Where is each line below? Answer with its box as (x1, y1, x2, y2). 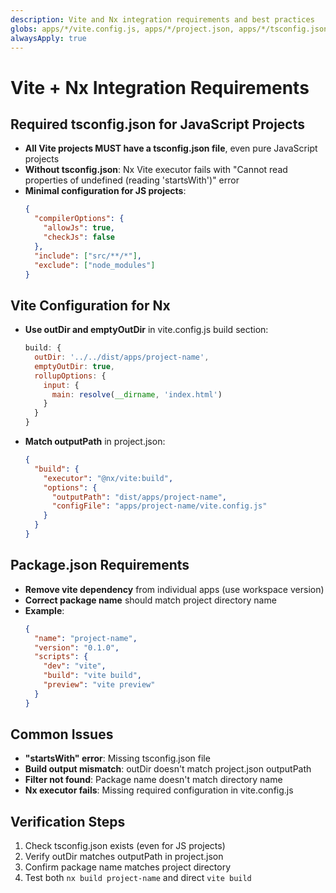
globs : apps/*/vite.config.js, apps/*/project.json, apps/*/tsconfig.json (10, 24, 329, 34)
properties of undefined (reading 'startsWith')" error (24, 174, 240, 186)
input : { (43, 380, 80, 390)
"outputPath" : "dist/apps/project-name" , (51, 492, 227, 502)
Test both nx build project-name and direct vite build (24, 872, 252, 884)
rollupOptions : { (34, 371, 107, 381)
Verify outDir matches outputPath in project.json (24, 851, 224, 863)
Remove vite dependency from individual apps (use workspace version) (24, 583, 325, 595)
